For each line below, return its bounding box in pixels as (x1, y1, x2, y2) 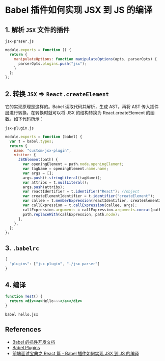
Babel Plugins (12, 344, 40, 350)
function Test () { (5, 294, 43, 299)
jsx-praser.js (5, 39, 34, 44)
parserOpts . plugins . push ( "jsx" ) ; (18, 61, 87, 66)
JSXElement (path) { (18, 157, 58, 162)
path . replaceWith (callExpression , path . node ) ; (23, 212, 120, 217)
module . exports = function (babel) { (5, 134, 82, 139)
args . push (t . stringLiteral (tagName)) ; (23, 175, 102, 180)
